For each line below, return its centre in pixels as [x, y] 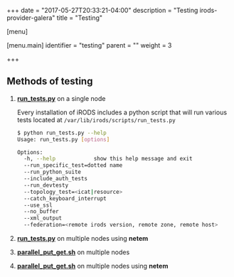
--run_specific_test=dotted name [73, 165]
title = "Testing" [80, 18]
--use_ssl [38, 205]
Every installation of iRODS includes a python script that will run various [122, 112]
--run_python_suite [52, 172]
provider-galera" [31, 18]
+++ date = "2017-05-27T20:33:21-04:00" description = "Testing [102, 10]
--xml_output [43, 218]
